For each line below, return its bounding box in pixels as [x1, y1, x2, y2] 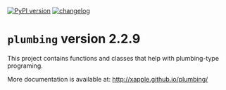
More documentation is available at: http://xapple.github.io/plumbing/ [7, 75, 208, 83]
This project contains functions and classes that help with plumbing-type [7, 54, 220, 62]
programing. [7, 61, 44, 70]
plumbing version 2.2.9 [7, 31, 141, 47]
